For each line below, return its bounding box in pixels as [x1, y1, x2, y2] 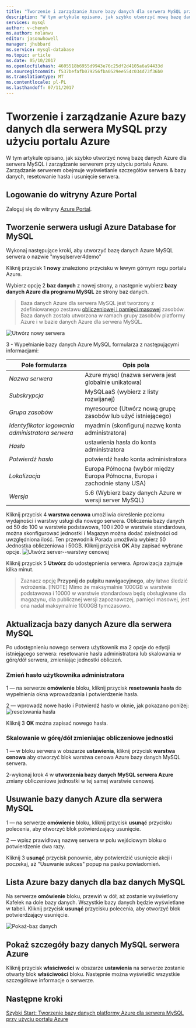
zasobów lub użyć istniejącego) [85, 412, 172, 420]
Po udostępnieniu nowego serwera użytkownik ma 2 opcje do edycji [6, 644, 170, 651]
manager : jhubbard [6, 42, 51, 47]
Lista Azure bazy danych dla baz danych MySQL [6, 878, 185, 887]
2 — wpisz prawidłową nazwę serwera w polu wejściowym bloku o [6, 837, 167, 844]
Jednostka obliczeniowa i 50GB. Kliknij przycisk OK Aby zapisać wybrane [6, 542, 183, 549]
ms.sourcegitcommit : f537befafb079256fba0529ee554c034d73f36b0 [6, 68, 163, 74]
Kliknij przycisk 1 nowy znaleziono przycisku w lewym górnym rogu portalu [6, 265, 187, 272]
